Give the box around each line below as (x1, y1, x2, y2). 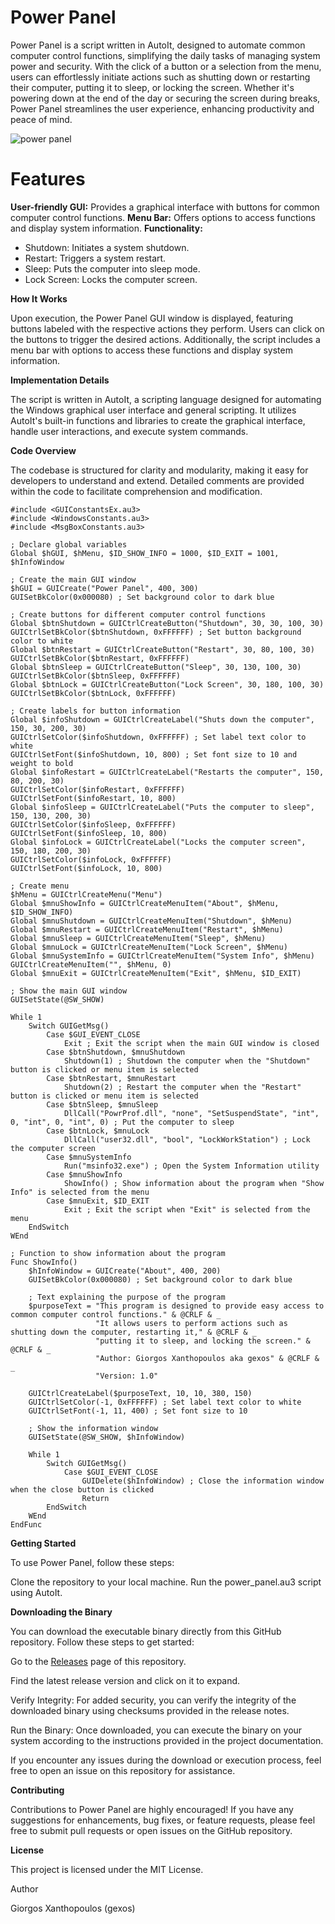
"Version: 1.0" (95, 1371, 159, 1381)
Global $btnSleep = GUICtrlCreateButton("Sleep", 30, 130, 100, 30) (10, 662, 302, 672)
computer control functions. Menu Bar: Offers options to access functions (10, 211, 316, 223)
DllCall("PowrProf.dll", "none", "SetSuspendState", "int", (63, 1108, 320, 1118)
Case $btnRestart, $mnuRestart (46, 1073, 177, 1083)
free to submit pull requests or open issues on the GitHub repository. (10, 1824, 293, 1836)
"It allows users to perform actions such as (95, 1318, 288, 1328)
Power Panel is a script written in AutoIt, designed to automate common (10, 39, 306, 51)
